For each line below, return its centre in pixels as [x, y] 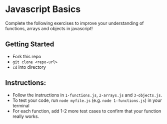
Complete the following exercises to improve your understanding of [74, 23]
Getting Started [30, 44]
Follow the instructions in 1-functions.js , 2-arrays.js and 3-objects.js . [87, 95]
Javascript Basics [43, 9]
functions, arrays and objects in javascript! [49, 28]
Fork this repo [27, 56]
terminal [21, 105]
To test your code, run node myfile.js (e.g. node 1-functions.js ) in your [87, 100]
